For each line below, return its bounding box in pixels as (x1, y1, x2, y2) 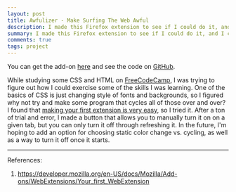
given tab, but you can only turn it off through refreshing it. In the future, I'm (7, 121, 227, 129)
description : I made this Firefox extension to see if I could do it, (7, 23, 218, 30)
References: (7, 156, 42, 164)
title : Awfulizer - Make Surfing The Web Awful (7, 17, 150, 24)
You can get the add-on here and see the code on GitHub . (7, 63, 176, 70)
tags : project (7, 43, 49, 50)
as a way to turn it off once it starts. (7, 136, 110, 144)
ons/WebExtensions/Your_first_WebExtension (17, 177, 150, 185)
